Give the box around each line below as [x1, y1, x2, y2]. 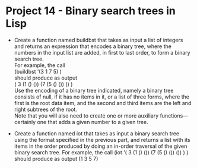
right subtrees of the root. [14, 106, 78, 113]
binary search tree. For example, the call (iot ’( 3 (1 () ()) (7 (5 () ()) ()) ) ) [14, 148, 189, 156]
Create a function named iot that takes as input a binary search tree [14, 129, 179, 137]
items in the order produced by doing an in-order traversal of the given [14, 142, 188, 150]
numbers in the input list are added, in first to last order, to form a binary [14, 49, 190, 56]
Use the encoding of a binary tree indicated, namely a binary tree [14, 87, 174, 94]
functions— [160, 112, 188, 119]
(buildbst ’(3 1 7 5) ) [14, 68, 62, 75]
